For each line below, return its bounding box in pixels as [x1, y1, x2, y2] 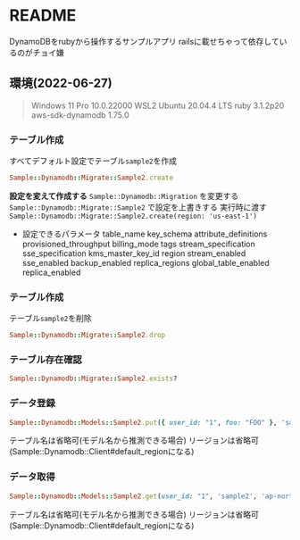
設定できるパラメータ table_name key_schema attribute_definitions [21, 228, 268, 239]
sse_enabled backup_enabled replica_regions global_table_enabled [21, 257, 270, 268]
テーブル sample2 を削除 [9, 313, 92, 324]
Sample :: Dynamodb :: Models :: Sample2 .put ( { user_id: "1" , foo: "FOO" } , [9, 418, 278, 427]
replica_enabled [21, 267, 81, 278]
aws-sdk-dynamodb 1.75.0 [30, 109, 129, 120]
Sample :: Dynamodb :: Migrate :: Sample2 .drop [9, 331, 166, 340]
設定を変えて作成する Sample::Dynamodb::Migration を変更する [9, 190, 239, 201]
